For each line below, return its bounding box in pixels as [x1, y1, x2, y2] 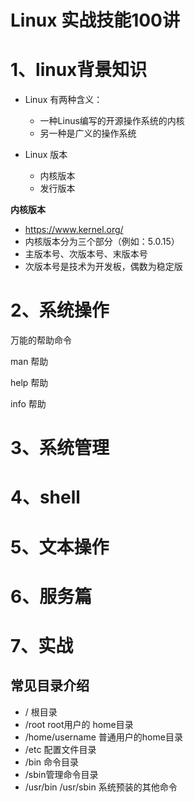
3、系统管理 [10, 437, 110, 460]
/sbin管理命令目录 [24, 768, 99, 780]
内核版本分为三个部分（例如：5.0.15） [24, 236, 180, 248]
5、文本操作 [10, 536, 110, 558]
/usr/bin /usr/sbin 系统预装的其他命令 [24, 781, 178, 793]
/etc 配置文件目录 [24, 743, 97, 755]
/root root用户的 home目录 [24, 718, 134, 730]
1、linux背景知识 [10, 59, 148, 81]
